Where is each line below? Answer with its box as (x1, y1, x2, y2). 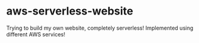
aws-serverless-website (6, 4, 133, 18)
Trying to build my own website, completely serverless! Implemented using (6, 24, 194, 31)
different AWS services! (6, 30, 66, 38)
